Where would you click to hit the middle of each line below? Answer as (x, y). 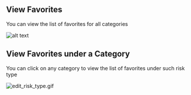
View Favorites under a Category (68, 54)
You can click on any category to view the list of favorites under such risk (96, 68)
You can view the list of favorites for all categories (67, 24)
